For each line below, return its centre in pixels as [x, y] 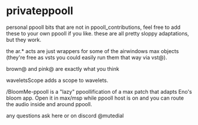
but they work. [24, 40]
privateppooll [40, 11]
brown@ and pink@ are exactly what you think [63, 68]
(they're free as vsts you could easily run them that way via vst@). [87, 57]
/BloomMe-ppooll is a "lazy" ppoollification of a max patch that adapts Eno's [99, 91]
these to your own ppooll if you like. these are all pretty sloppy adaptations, [98, 33]
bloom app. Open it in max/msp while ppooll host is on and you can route [95, 98]
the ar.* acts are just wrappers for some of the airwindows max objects [92, 51]
